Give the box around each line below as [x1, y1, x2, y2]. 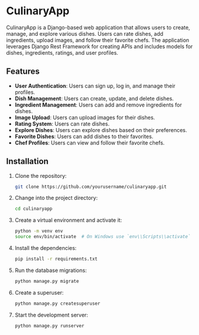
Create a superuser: [14, 289, 64, 296]
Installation [6, 156, 49, 167]
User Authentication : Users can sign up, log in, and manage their [14, 82, 176, 89]
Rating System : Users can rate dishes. [14, 120, 110, 127]
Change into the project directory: [14, 195, 98, 202]
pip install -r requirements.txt [14, 256, 98, 262]
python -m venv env [14, 228, 64, 234]
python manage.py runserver [14, 323, 84, 328]
